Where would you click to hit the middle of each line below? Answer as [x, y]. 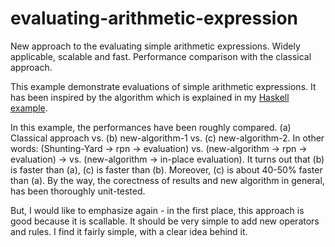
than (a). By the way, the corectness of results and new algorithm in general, [167, 180]
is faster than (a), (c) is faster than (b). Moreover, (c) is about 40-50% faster [166, 169]
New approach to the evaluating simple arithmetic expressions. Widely [155, 46]
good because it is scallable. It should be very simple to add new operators [165, 221]
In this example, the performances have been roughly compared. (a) [151, 127]
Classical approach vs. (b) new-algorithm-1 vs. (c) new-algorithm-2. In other [167, 138]
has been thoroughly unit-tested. [78, 191]
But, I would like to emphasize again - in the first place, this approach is [157, 210]
